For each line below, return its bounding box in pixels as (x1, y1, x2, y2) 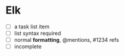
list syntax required (14, 30, 62, 37)
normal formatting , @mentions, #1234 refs (14, 37, 119, 44)
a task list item (14, 23, 50, 30)
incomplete (14, 43, 42, 50)
